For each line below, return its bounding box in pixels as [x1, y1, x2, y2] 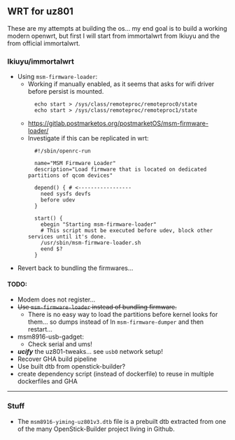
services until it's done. [27, 234, 107, 241]
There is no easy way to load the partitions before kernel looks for [27, 311, 218, 319]
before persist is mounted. [27, 87, 104, 96]
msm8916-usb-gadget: [17, 332, 84, 341]
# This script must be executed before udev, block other [41, 227, 213, 234]
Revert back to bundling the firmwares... [17, 264, 134, 272]
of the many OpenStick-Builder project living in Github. [17, 425, 175, 433]
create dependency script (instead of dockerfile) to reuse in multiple [17, 370, 215, 378]
